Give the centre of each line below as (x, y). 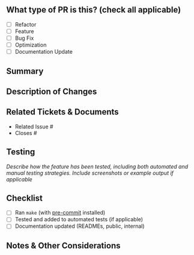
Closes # (26, 133)
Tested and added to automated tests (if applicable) (79, 219)
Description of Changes (52, 91)
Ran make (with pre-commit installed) (60, 213)
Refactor (26, 24)
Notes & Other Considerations (63, 246)
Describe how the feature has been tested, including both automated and (97, 166)
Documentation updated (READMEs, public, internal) (80, 226)
